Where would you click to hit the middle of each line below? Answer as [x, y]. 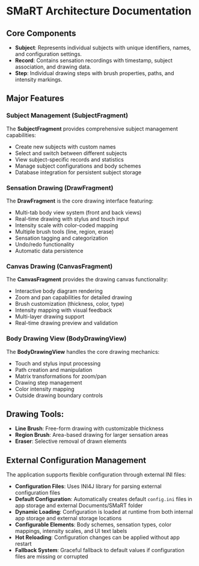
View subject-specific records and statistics [69, 159]
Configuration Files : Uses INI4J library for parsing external [88, 486]
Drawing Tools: [35, 414]
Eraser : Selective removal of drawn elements [71, 441]
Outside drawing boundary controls [59, 395]
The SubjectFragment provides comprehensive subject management [92, 129]
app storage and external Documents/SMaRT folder [79, 505]
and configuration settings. [48, 54]
